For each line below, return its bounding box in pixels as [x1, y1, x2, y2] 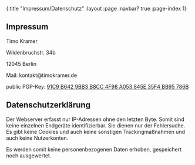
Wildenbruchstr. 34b [6, 49, 56, 56]
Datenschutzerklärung [6, 100, 91, 110]
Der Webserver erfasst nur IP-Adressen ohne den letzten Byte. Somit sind [6, 116, 185, 123]
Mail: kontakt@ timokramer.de [6, 72, 78, 79]
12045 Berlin [6, 60, 37, 67]
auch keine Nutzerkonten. [6, 134, 69, 142]
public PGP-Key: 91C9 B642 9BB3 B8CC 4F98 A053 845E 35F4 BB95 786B [6, 83, 189, 90]
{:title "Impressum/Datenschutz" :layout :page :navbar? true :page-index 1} [6, 5, 187, 12]
